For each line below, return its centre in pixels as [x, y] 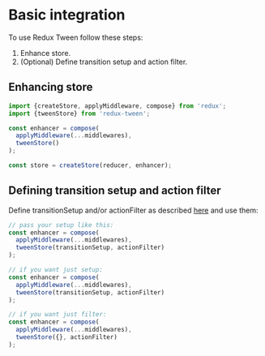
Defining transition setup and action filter [115, 191]
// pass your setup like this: [61, 225]
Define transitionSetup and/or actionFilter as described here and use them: [133, 210]
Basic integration [67, 15]
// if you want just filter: [58, 315]
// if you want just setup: [56, 270]
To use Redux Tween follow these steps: [76, 37]
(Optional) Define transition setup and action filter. [104, 62]
